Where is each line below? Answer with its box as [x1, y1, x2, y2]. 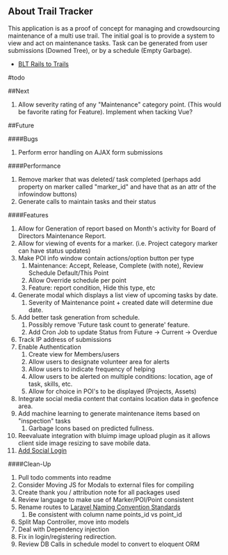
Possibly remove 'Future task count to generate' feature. [28, 320, 190, 329]
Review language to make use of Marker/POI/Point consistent [17, 495, 194, 503]
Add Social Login [17, 446, 67, 455]
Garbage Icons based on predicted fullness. [28, 424, 154, 432]
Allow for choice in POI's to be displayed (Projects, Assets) [28, 386, 197, 396]
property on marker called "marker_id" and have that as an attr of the [17, 182, 216, 191]
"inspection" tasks [17, 416, 72, 425]
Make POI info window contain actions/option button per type [17, 253, 195, 262]
